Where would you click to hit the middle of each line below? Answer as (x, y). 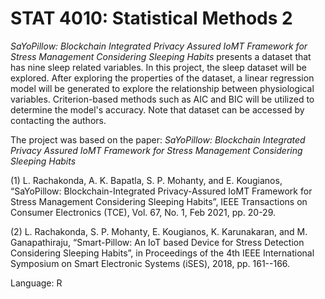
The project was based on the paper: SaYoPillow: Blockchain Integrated (158, 139)
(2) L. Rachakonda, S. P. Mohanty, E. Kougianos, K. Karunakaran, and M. (159, 231)
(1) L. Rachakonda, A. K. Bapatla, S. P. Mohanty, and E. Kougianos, (146, 180)
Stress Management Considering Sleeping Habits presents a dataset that (161, 56)
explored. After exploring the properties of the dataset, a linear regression (162, 78)
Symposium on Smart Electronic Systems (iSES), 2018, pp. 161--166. (150, 263)
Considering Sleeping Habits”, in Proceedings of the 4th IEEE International (162, 253)
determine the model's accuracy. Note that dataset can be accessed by (157, 109)
